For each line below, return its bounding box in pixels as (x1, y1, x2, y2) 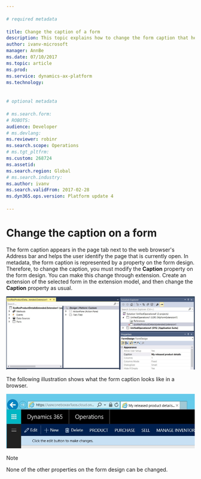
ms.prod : (6, 67, 28, 73)
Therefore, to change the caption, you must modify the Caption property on (6, 265, 193, 273)
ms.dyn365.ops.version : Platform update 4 (6, 193, 114, 199)
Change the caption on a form (6, 226, 157, 240)
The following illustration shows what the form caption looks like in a (6, 376, 175, 383)
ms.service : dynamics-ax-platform (6, 73, 93, 79)
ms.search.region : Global (6, 168, 71, 174)
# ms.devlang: (6, 130, 42, 136)
